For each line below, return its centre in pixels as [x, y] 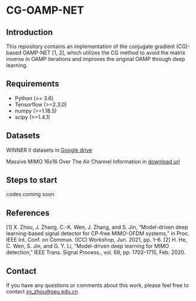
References [28, 213]
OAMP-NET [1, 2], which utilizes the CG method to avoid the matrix [104, 53]
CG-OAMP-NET [45, 10]
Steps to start [32, 180]
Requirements [33, 84]
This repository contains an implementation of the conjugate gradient [91, 46]
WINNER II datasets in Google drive [49, 150]
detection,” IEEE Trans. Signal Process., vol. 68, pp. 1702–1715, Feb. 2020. [96, 252]
